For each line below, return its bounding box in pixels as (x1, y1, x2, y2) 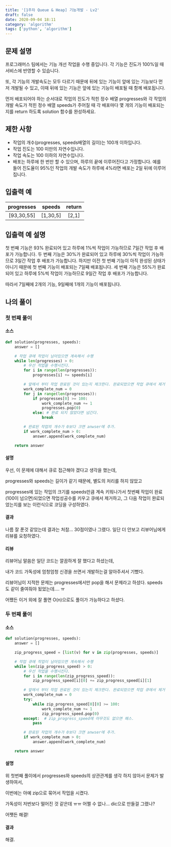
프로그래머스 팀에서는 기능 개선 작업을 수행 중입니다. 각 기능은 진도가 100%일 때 (5, 61, 164, 67)
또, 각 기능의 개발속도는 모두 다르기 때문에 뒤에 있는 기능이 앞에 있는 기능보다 (5, 78, 158, 84)
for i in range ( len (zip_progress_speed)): (23, 673, 115, 678)
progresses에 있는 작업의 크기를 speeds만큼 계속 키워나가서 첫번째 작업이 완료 (5, 488, 163, 495)
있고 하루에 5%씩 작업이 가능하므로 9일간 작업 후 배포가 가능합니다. (14, 270, 149, 276)
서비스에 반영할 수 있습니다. (5, 67, 60, 74)
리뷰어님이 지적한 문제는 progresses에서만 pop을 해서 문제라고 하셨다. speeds (5, 579, 163, 585)
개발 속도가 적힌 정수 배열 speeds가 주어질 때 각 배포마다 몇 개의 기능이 (5, 102, 147, 108)
